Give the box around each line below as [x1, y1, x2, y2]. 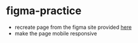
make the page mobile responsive [14, 29, 97, 37]
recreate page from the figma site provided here [14, 24, 132, 31]
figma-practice [6, 4, 81, 18]
